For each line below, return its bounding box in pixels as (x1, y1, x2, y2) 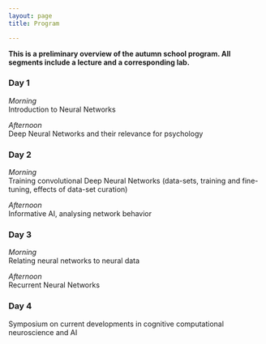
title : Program (8, 19, 60, 28)
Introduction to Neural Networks (8, 104, 116, 114)
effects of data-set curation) (33, 185, 128, 194)
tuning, (8, 185, 32, 194)
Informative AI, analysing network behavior (8, 209, 152, 219)
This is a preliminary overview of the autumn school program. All (8, 49, 231, 58)
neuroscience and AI (8, 327, 78, 337)
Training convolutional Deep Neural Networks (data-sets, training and (8, 176, 241, 186)
